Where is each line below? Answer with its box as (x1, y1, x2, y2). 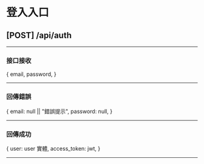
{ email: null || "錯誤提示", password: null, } (6, 108, 113, 115)
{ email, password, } (6, 70, 56, 78)
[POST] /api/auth (6, 30, 72, 40)
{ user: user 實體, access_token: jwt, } (6, 145, 101, 152)
